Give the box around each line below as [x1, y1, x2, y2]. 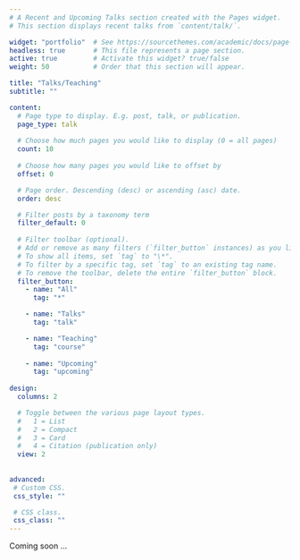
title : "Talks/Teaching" [9, 79, 102, 88]
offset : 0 [17, 169, 54, 179]
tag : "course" [32, 342, 87, 352]
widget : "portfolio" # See [9, 38, 114, 47]
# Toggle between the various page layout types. [17, 408, 205, 417]
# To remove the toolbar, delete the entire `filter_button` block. [17, 268, 278, 277]
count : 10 [17, 145, 54, 154]
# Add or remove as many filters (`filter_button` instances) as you [17, 243, 281, 252]
